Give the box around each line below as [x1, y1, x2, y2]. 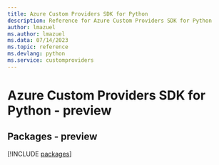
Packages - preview [7, 131, 98, 143]
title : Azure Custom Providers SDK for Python [7, 10, 148, 18]
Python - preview [7, 102, 112, 118]
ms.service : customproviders [7, 57, 94, 64]
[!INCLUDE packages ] [7, 149, 72, 158]
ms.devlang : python [7, 50, 66, 58]
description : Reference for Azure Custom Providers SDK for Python [7, 17, 213, 24]
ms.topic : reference [7, 43, 69, 50]
